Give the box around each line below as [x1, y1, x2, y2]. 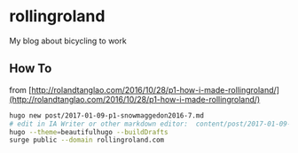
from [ [9, 84, 32, 95]
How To [9, 61, 52, 76]
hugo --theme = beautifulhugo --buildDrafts [9, 127, 169, 136]
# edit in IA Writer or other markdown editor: [9, 119, 189, 128]
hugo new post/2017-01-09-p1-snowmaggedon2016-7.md [9, 111, 204, 120]
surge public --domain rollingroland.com [9, 135, 165, 145]
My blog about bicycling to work [9, 35, 127, 46]
